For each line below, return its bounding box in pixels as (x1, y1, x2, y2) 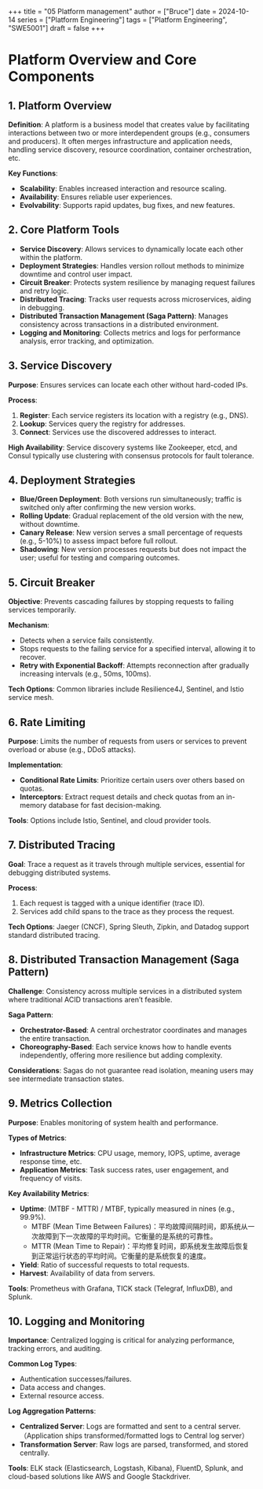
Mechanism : (8, 620, 49, 630)
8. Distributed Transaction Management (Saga (8, 953, 239, 967)
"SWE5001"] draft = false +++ (8, 24, 105, 32)
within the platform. (19, 252, 83, 262)
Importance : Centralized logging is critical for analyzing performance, (8, 1335, 236, 1345)
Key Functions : (8, 169, 58, 178)
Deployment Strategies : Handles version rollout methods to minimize (19, 261, 245, 270)
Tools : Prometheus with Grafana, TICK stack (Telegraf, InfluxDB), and (8, 1283, 233, 1293)
